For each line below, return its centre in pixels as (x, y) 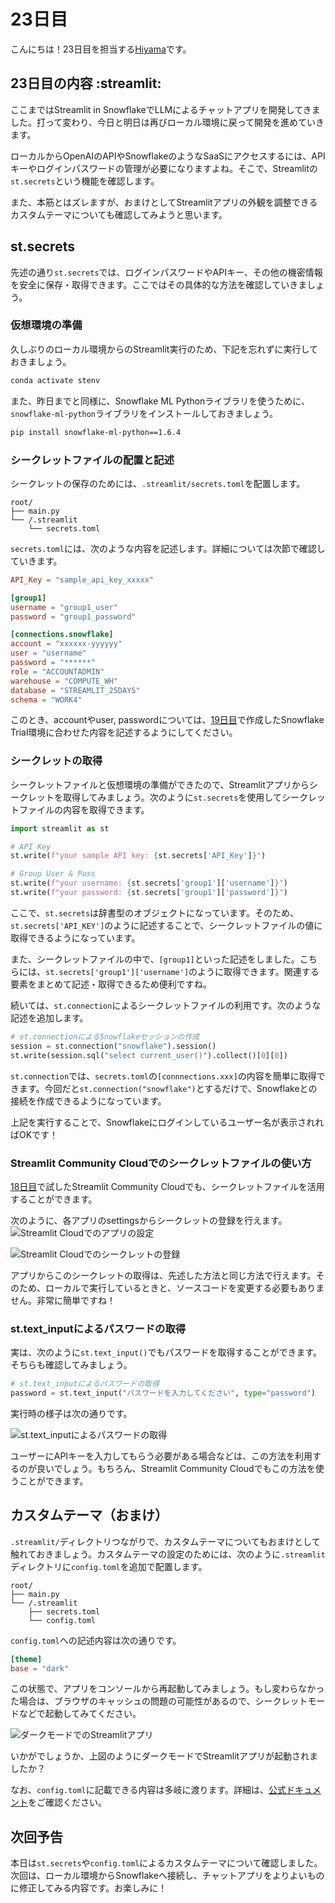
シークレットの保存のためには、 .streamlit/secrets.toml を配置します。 (158, 483)
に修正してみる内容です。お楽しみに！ (89, 1888)
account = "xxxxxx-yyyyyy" (66, 644)
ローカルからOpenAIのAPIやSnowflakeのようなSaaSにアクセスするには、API (168, 156)
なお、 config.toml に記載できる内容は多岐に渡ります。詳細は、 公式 (148, 1790)
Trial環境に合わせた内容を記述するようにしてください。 (124, 732)
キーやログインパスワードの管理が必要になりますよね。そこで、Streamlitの (164, 168)
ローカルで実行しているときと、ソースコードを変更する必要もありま (184, 1287)
